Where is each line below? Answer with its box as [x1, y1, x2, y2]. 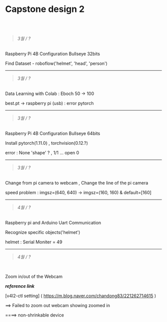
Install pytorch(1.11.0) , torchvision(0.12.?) [5, 140, 88, 146]
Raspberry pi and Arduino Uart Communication [5, 219, 101, 225]
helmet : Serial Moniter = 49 [5, 239, 63, 245]
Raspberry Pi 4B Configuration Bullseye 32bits [5, 51, 100, 57]
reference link [5, 283, 35, 289]
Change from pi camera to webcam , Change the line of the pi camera [5, 180, 148, 186]
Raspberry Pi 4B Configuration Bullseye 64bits [5, 130, 100, 136]
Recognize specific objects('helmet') [5, 229, 81, 235]
